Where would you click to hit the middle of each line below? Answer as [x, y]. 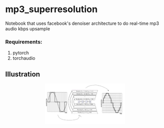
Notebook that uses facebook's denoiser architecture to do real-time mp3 [82, 23]
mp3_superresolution [51, 9]
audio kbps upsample [28, 28]
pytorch [21, 53]
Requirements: [24, 41]
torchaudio [24, 58]
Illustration [23, 74]
